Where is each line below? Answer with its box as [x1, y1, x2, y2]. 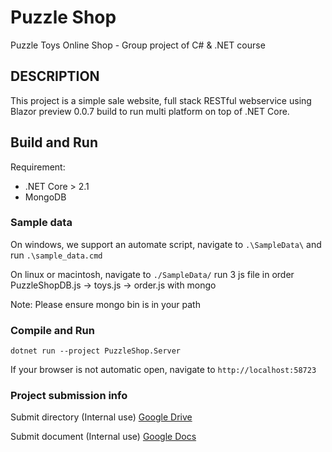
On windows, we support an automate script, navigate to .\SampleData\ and [10, 238, 322, 250]
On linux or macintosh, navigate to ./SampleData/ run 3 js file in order [10, 268, 295, 280]
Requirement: [10, 161, 66, 173]
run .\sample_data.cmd [10, 249, 103, 261]
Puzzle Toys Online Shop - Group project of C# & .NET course [10, 39, 266, 51]
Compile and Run [10, 323, 95, 337]
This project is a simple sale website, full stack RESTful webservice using [10, 94, 312, 106]
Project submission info [10, 389, 128, 403]
